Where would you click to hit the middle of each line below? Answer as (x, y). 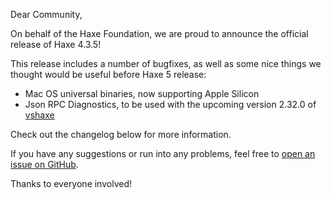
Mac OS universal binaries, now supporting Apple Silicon (142, 93)
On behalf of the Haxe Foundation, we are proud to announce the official (159, 33)
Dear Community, (46, 14)
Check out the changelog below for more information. (121, 134)
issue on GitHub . (44, 164)
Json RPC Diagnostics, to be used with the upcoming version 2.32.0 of (170, 104)
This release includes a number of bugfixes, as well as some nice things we (166, 63)
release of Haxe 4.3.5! (56, 44)
